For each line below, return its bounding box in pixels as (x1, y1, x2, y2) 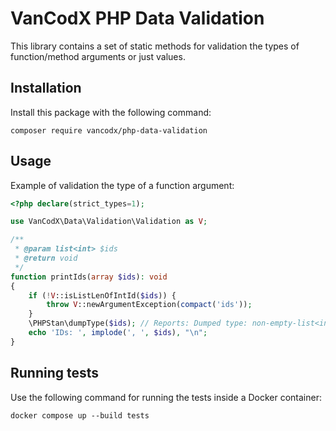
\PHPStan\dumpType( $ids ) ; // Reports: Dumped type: (28, 318, 248, 329)
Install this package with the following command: (10, 106, 212, 118)
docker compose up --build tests (10, 410, 150, 421)
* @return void (14, 253, 78, 264)
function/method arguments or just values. (10, 50, 186, 62)
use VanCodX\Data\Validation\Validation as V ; (10, 217, 208, 227)
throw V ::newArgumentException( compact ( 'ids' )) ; (46, 300, 253, 310)
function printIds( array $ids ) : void (10, 272, 168, 282)
